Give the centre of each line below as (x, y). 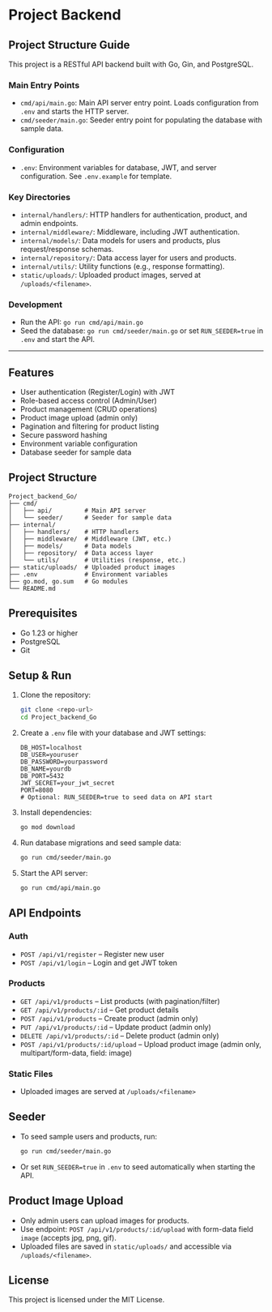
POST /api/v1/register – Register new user (92, 954)
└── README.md (32, 588)
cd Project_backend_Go (58, 718)
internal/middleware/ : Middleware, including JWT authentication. (130, 232)
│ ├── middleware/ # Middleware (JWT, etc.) (90, 539)
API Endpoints (45, 913)
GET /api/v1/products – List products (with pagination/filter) (120, 1001)
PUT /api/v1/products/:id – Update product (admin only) (116, 1027)
